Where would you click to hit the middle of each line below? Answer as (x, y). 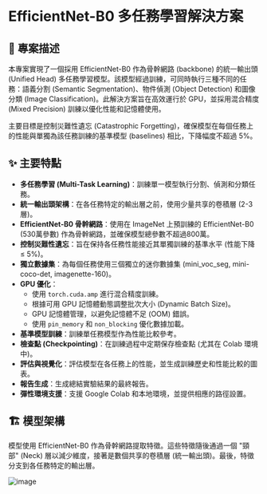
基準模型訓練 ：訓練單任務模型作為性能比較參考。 (100, 334)
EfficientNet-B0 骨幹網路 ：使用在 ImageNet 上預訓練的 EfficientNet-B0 (137, 223)
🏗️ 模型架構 (37, 421)
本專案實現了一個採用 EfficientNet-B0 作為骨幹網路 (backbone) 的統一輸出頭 (133, 69)
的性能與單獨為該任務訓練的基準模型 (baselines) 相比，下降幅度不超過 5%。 (133, 136)
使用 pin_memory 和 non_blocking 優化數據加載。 (110, 323)
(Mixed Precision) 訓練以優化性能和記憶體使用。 (87, 109)
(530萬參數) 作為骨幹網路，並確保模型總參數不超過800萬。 (117, 234)
